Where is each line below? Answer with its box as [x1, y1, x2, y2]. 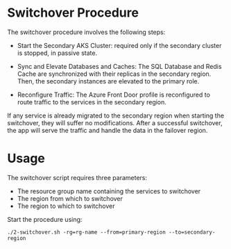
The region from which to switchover [17, 194, 123, 202]
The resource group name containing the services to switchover [17, 186, 201, 195]
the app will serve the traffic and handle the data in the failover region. [7, 126, 208, 134]
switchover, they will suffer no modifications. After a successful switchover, [7, 118, 223, 127]
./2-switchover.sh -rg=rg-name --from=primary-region [7, 228, 166, 236]
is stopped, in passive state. [17, 49, 98, 57]
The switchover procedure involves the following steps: [7, 28, 166, 36]
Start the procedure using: [7, 215, 83, 223]
